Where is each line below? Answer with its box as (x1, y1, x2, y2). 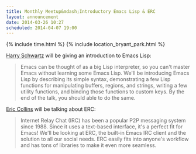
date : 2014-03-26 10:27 (6, 19, 64, 25)
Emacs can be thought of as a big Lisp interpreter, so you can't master (20, 64, 190, 71)
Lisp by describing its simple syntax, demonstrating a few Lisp (20, 76, 171, 83)
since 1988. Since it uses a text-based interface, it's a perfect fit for (20, 123, 183, 130)
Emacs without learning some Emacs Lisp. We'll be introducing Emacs (20, 69, 190, 76)
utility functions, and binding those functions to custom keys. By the (20, 88, 185, 95)
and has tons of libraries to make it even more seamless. (20, 142, 157, 149)
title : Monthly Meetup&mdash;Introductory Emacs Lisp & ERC (6, 8, 156, 15)
